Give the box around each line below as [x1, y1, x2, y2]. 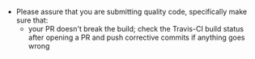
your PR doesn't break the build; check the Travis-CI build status [28, 24, 244, 33]
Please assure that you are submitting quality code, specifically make [15, 7, 248, 16]
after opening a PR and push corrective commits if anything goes [28, 32, 245, 42]
